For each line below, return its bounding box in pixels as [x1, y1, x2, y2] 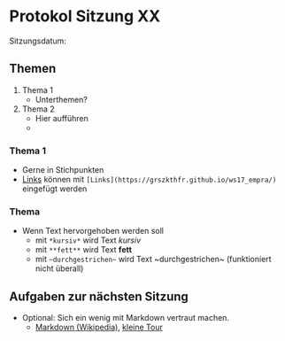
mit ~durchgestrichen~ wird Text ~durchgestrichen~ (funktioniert [35, 254, 272, 265]
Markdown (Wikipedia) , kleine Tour [35, 322, 164, 333]
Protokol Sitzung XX [9, 6, 161, 27]
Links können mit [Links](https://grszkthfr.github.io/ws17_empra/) [21, 174, 277, 185]
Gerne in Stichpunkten [21, 165, 104, 175]
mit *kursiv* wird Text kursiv [35, 235, 142, 245]
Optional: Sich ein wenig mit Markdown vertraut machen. [21, 313, 230, 323]
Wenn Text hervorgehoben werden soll [21, 226, 164, 236]
